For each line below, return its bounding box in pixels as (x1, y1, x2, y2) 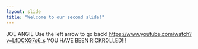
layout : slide (6, 8, 41, 15)
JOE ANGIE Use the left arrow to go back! (6, 30, 108, 37)
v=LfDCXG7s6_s (6, 37, 46, 44)
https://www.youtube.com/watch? (108, 30, 192, 37)
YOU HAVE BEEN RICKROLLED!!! (46, 37, 127, 44)
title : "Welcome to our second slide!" (6, 14, 105, 20)
